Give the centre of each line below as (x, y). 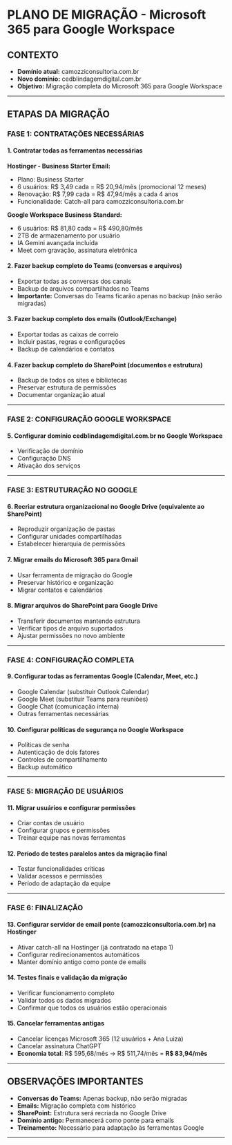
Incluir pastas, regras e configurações (71, 341)
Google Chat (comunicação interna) (68, 706)
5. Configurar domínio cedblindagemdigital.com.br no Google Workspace (115, 436)
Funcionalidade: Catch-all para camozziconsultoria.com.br (100, 201)
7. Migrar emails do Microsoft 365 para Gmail (73, 559)
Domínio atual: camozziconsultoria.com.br (78, 71)
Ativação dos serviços (49, 465)
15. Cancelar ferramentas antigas (56, 1023)
